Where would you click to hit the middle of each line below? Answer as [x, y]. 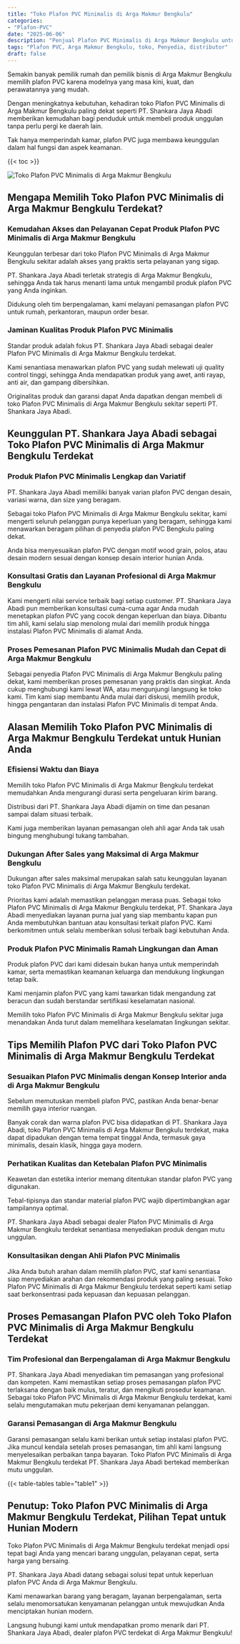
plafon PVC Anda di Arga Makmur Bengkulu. [72, 1582]
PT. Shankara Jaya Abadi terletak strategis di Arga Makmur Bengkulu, [110, 275]
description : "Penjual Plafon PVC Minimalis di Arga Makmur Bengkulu [113, 41]
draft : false [27, 54]
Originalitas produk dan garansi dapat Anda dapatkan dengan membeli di [115, 396]
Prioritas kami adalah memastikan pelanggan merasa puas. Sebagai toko [114, 900]
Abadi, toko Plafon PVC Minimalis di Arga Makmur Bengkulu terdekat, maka [118, 1130]
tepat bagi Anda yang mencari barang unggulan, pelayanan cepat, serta [113, 1553]
